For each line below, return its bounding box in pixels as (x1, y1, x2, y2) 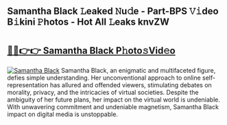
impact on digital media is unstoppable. (7, 110, 119, 118)
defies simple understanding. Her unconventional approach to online (7, 73, 201, 82)
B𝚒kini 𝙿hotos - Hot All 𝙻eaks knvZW (7, 16, 170, 28)
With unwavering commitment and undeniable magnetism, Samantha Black (7, 103, 219, 111)
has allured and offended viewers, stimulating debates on (49, 81, 213, 89)
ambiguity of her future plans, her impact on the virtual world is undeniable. (7, 95, 221, 104)
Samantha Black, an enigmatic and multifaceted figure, (60, 67, 216, 74)
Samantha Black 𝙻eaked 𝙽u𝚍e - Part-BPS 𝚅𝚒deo (7, 5, 219, 17)
